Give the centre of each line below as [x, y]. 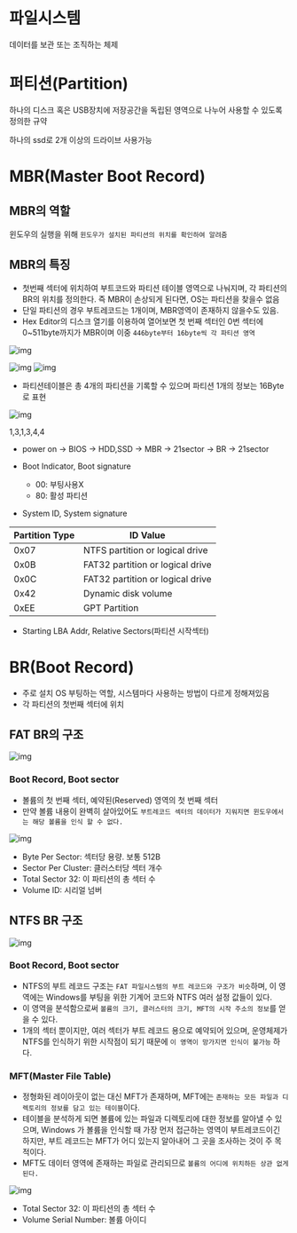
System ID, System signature [74, 513]
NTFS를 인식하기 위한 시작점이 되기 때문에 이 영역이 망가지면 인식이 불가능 [147, 1041]
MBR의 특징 [40, 265]
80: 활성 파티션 [62, 495]
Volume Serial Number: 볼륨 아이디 [84, 1220]
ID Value [148, 535]
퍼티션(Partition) [69, 84]
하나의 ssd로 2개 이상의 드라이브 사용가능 [81, 139]
